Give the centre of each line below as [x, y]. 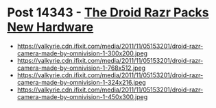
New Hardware [50, 27]
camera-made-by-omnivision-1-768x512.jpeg [81, 68]
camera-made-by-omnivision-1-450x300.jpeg [82, 96]
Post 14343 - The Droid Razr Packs [108, 13]
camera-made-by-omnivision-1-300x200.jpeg [82, 53]
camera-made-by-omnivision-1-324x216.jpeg [81, 82]
